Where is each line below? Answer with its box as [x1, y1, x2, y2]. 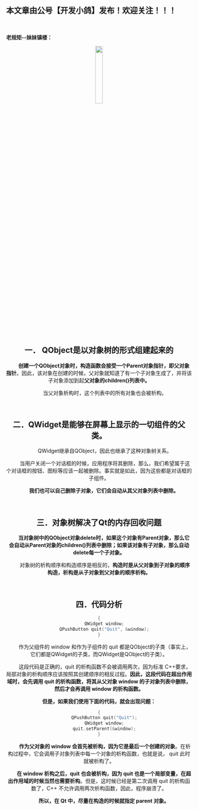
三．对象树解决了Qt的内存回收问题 [36, 518, 162, 528]
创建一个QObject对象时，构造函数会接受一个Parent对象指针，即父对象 [18, 362, 190, 369]
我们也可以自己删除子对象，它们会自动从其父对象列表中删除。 [29, 487, 179, 494]
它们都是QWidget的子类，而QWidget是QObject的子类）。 [30, 650, 168, 657]
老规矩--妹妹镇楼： [6, 34, 53, 41]
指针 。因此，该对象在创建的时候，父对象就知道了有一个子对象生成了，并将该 [6, 369, 192, 376]
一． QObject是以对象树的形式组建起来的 [24, 345, 174, 355]
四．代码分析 [75, 599, 123, 609]
